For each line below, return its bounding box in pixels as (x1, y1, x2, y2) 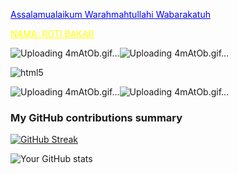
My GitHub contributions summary (10, 110, 183, 124)
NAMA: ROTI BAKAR (10, 28, 95, 39)
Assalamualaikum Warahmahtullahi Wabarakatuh (10, 9, 211, 20)
